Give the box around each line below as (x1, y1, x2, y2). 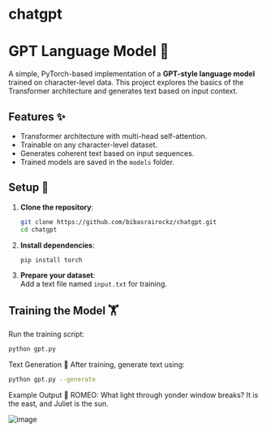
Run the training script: (8, 330, 85, 339)
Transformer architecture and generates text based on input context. (8, 86, 238, 96)
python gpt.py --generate (8, 375, 96, 384)
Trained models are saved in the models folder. (19, 157, 175, 166)
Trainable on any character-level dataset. (19, 140, 158, 149)
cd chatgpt (19, 225, 58, 234)
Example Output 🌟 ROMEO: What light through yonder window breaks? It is (8, 390, 259, 400)
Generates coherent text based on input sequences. (19, 148, 195, 158)
